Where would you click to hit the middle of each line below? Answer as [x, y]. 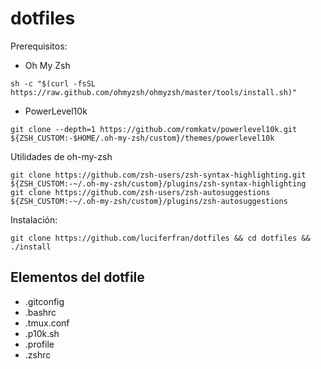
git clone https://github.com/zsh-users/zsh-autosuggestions [140, 192]
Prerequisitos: [39, 46]
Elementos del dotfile [77, 277]
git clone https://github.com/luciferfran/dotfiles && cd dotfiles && [160, 238]
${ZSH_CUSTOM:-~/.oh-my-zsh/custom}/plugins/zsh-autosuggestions [149, 201]
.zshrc [38, 354]
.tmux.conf [47, 323]
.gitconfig [44, 301]
